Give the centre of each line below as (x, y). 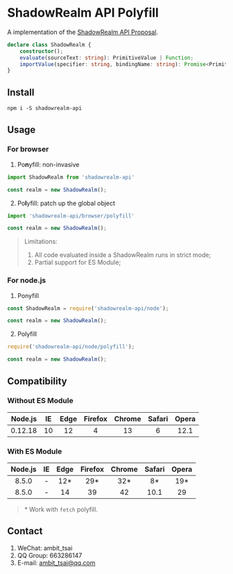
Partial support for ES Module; (78, 263)
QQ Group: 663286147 (50, 555)
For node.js (27, 281)
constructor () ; (42, 51)
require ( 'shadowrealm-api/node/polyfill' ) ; (71, 347)
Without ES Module (41, 401)
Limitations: (41, 242)
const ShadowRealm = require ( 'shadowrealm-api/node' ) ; (88, 308)
